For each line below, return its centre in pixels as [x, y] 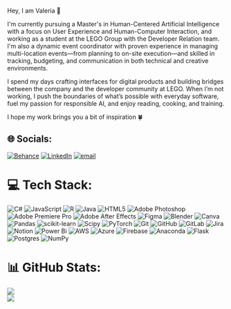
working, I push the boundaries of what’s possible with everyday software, [113, 96]
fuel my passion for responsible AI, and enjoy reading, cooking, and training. [116, 103]
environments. [28, 68]
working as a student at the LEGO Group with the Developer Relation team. [113, 39]
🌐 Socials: [30, 139]
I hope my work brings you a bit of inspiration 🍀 [75, 117]
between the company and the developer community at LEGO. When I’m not [115, 89]
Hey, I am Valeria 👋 [34, 11]
